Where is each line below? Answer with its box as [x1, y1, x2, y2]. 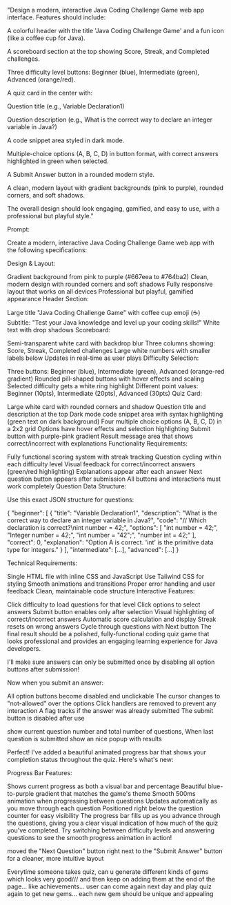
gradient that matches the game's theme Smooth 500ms [35, 790, 196, 797]
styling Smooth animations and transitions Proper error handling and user [7, 580, 216, 588]
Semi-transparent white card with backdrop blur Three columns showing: [7, 339, 216, 347]
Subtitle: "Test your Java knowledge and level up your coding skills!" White [7, 318, 221, 327]
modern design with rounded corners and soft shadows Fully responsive [7, 280, 213, 288]
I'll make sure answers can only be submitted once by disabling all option [7, 658, 215, 666]
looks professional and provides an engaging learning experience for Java [7, 637, 219, 645]
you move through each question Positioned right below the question [7, 804, 203, 812]
